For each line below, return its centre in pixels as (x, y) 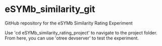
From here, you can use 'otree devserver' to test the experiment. (72, 38)
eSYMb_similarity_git (50, 9)
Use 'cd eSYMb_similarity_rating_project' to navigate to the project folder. (81, 32)
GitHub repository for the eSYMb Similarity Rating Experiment (69, 23)
